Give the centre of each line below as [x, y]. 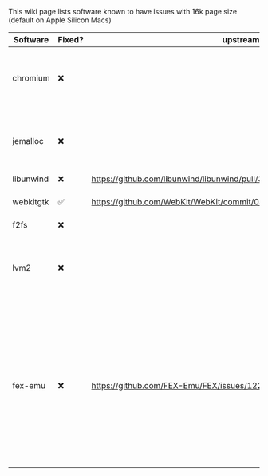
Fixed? [71, 40]
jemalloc [28, 141]
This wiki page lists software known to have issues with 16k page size [123, 12]
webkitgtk [31, 202]
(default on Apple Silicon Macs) [60, 20]
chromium [31, 78]
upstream [241, 40]
